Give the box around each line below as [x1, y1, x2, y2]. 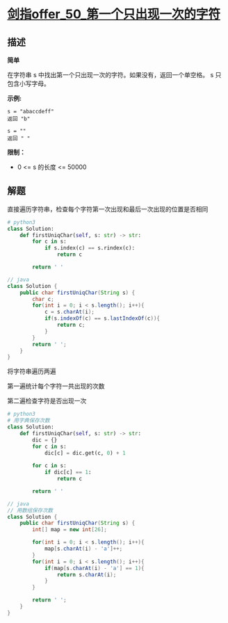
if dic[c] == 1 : [44, 469, 92, 476]
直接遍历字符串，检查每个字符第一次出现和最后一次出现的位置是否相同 [7, 204, 209, 213]
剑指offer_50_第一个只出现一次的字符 [7, 6, 221, 22]
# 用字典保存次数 [7, 417, 50, 424]
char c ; [32, 296, 54, 302]
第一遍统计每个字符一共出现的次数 [7, 382, 105, 390]
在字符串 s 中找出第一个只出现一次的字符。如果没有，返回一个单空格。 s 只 [7, 71, 222, 79]
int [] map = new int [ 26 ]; [32, 526, 108, 533]
